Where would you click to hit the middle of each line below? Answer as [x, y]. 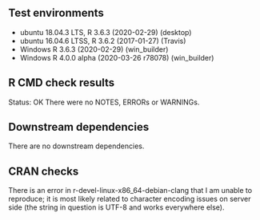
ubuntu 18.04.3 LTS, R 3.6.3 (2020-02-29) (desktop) [106, 32]
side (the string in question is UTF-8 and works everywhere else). [116, 207]
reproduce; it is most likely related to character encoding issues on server [130, 199]
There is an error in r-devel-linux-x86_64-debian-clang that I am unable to [130, 191]
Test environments [56, 13]
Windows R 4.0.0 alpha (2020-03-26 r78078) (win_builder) [117, 57]
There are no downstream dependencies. [76, 146]
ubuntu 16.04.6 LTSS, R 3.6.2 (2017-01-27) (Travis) [103, 41]
